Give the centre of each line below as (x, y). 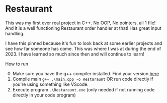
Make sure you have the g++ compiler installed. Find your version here (86, 73)
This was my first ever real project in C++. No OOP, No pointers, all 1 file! (80, 23)
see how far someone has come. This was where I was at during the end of (83, 48)
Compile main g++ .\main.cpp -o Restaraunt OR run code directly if (83, 79)
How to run (17, 64)
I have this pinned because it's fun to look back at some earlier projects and (84, 43)
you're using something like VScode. (51, 84)
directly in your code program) (44, 95)
